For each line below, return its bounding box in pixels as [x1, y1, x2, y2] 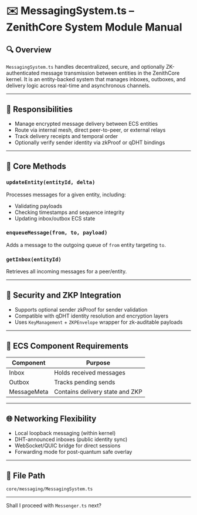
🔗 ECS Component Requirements [6, 341, 129, 351]
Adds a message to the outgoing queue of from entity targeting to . [6, 241, 166, 248]
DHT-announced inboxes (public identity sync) [14, 436, 128, 443]
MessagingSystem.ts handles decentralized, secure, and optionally [6, 63, 165, 70]
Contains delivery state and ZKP [53, 387, 142, 396]
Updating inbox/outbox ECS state [14, 215, 96, 222]
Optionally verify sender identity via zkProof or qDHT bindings [14, 139, 165, 146]
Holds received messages [53, 368, 126, 376]
